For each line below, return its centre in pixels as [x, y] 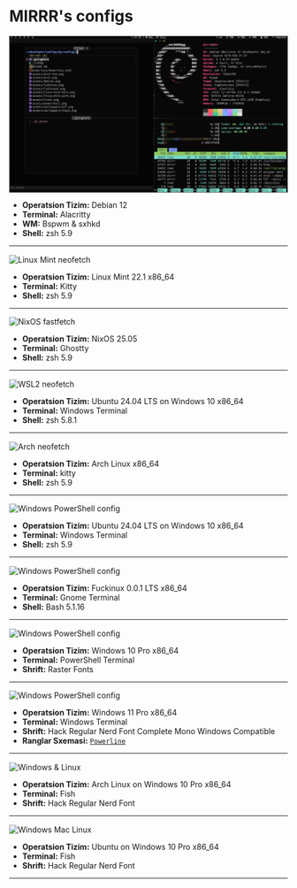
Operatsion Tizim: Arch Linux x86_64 [91, 463]
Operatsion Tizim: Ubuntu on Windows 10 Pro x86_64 [120, 846]
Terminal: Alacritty [56, 214]
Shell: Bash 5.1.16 [53, 607]
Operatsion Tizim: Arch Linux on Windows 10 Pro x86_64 [126, 784]
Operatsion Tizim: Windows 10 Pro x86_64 [100, 650]
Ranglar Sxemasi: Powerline [74, 741]
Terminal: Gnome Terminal [71, 597]
